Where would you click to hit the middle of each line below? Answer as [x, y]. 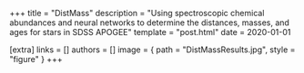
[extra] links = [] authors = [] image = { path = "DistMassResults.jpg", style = [152, 50]
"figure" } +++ [36, 59]
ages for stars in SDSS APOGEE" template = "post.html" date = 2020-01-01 [150, 32]
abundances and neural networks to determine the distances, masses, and [149, 23]
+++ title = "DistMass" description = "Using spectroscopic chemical [137, 13]
